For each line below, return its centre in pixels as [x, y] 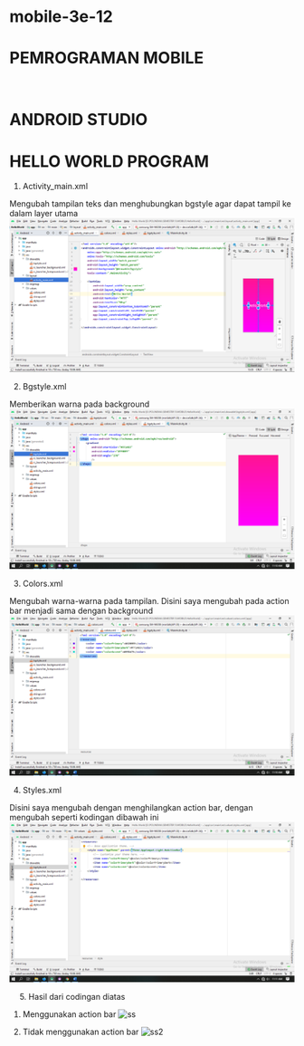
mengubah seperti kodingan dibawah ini [84, 818]
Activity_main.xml [55, 187]
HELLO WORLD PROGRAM [109, 161]
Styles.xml [42, 791]
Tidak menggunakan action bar [81, 1032]
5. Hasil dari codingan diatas [72, 997]
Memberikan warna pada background [80, 404]
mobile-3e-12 [61, 17]
